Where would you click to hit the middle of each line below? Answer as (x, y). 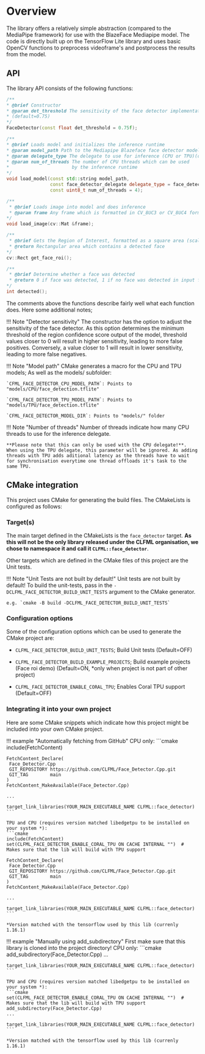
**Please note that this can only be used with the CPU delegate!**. (97, 445)
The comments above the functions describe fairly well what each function (100, 303)
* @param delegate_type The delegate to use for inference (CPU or (94, 156)
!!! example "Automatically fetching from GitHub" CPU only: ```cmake (92, 741)
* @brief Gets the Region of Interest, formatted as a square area (96, 241)
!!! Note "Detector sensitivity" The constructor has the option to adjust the (99, 321)
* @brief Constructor (34, 105)
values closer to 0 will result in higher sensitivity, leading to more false (95, 341)
